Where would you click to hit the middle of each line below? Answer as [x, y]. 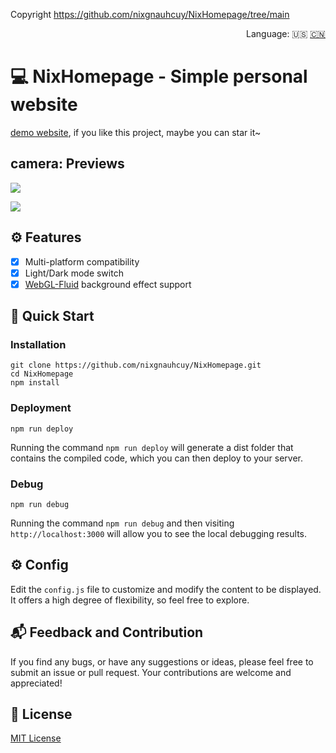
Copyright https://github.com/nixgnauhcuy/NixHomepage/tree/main [150, 14]
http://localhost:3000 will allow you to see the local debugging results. [158, 534]
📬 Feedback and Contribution [107, 632]
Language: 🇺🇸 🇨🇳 [286, 33]
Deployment [41, 408]
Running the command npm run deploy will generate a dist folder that [152, 447]
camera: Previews [67, 164]
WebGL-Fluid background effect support [108, 284]
